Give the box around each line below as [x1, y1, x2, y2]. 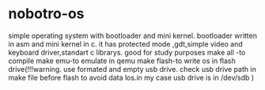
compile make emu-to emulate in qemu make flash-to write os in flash [8, 56, 236, 66]
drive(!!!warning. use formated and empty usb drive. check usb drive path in [8, 64, 257, 73]
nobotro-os [8, 5, 85, 23]
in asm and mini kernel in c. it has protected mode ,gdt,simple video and [8, 39, 243, 48]
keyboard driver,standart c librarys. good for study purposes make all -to [8, 47, 246, 57]
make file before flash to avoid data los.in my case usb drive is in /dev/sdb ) [8, 73, 255, 82]
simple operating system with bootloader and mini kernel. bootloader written [8, 31, 257, 40]
